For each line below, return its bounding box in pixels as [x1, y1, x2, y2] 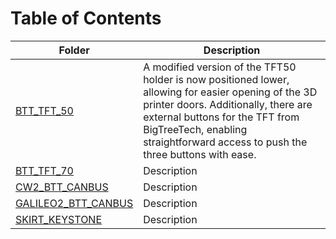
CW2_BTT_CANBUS [15, 180, 109, 194]
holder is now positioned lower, [143, 72, 290, 86]
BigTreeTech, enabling [143, 122, 248, 136]
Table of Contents [10, 7, 162, 30]
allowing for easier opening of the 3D [143, 85, 318, 99]
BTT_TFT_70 [15, 163, 74, 177]
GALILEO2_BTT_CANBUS [15, 196, 134, 210]
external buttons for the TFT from [143, 110, 300, 124]
